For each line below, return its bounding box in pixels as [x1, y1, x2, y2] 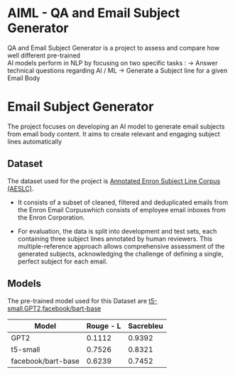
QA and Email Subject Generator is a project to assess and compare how [7, 43, 220, 52]
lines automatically [7, 137, 62, 146]
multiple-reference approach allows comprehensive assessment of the [17, 241, 225, 250]
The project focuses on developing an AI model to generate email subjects [7, 122, 225, 131]
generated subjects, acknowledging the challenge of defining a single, [17, 249, 224, 258]
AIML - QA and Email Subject [7, 5, 180, 21]
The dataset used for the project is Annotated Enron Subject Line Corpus [7, 176, 221, 185]
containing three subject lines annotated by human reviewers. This [17, 234, 213, 243]
